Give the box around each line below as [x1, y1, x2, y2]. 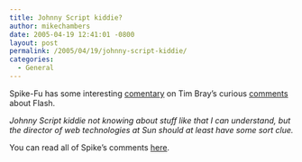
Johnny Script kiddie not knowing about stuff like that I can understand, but [9, 114, 291, 126]
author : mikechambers [9, 22, 91, 31]
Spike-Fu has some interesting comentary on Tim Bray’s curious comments [9, 87, 288, 99]
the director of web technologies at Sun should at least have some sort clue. [9, 124, 294, 135]
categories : [9, 55, 54, 64]
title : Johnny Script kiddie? [9, 13, 124, 22]
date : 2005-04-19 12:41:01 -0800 [9, 30, 135, 39]
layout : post [9, 38, 59, 48]
